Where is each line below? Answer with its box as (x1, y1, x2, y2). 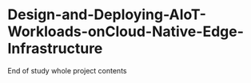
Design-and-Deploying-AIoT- (7, 6, 207, 24)
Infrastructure (7, 40, 103, 57)
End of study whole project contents (7, 65, 127, 75)
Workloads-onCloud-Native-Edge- (7, 22, 245, 41)
